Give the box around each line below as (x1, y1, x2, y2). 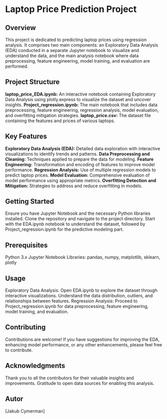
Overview (5, 24, 36, 32)
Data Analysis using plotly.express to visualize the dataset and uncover (5, 96, 151, 102)
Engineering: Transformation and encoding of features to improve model (5, 161, 156, 167)
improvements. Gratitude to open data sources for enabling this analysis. (5, 380, 155, 386)
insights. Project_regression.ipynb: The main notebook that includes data (5, 102, 158, 108)
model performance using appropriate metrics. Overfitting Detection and (5, 177, 157, 183)
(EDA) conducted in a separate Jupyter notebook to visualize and (5, 48, 140, 53)
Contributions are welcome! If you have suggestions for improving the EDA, (5, 336, 160, 342)
